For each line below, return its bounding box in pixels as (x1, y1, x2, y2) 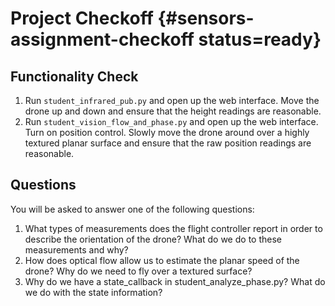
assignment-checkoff (10, 28, 195, 51)
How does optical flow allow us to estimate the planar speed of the (24, 254, 300, 266)
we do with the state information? (24, 286, 163, 298)
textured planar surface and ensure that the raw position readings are (24, 137, 312, 149)
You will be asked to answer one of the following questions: (10, 203, 255, 215)
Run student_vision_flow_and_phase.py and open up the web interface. (24, 116, 319, 127)
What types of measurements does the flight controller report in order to (24, 222, 323, 234)
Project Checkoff (10, 7, 154, 30)
